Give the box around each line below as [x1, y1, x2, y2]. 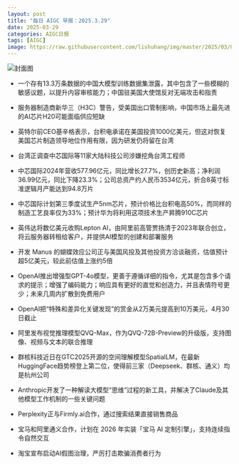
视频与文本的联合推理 [30, 338, 93, 346]
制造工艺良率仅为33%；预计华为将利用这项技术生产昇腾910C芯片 [17, 208, 209, 217]
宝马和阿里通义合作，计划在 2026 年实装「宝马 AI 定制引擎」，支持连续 [17, 425, 224, 433]
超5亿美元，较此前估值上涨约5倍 [17, 257, 113, 264]
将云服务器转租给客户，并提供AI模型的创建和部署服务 [17, 232, 174, 241]
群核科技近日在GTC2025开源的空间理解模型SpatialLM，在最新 [17, 353, 201, 361]
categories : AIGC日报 [7, 30, 70, 38]
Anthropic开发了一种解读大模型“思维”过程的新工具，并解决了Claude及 [17, 386, 223, 394]
